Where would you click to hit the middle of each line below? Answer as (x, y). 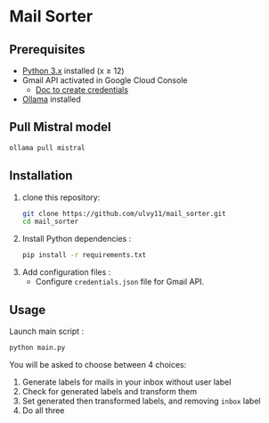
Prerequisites (47, 50)
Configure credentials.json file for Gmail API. (120, 282)
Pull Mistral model (60, 127)
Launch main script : (47, 331)
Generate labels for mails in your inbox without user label (126, 382)
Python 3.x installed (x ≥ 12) (73, 70)
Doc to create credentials (82, 90)
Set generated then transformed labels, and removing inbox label (141, 401)
